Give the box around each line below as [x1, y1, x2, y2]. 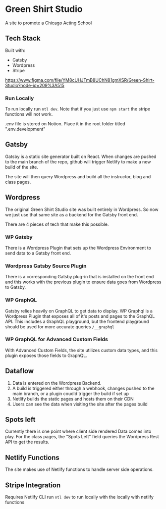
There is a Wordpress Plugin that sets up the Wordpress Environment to [5, 245, 151, 251]
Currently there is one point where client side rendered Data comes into [5, 428, 152, 434]
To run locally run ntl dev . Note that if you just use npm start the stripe [5, 106, 150, 112]
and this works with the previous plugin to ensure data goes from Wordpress [5, 279, 162, 285]
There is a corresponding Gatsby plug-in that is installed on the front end [5, 274, 154, 280]
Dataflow [5, 367, 34, 375]
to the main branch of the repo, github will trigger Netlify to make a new [5, 158, 151, 164]
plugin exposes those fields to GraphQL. [5, 353, 88, 358]
